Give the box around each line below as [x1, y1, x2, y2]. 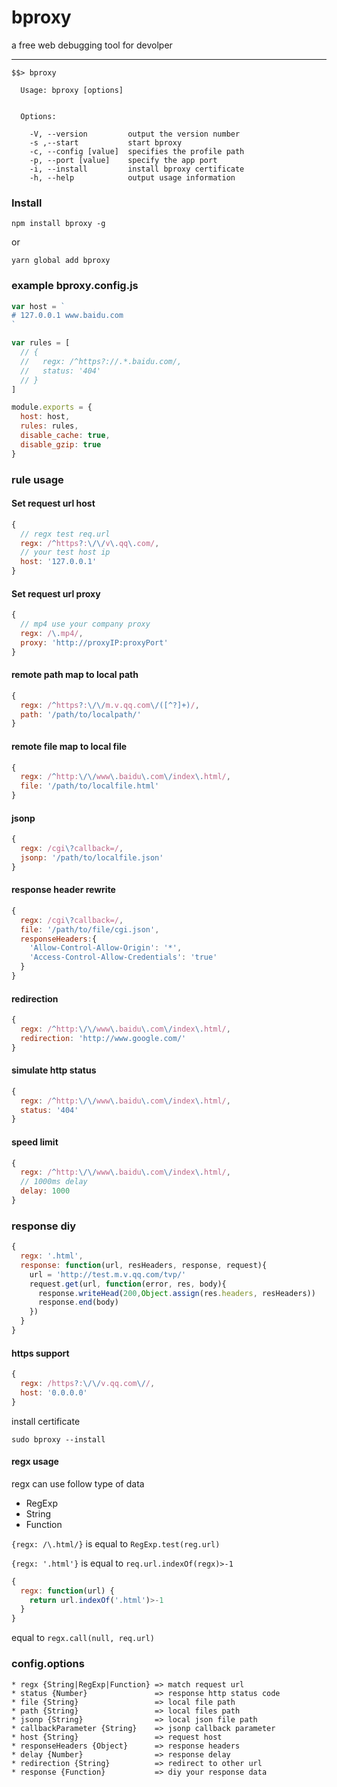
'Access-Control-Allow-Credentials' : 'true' [29, 952, 218, 963]
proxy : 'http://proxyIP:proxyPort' [20, 637, 169, 648]
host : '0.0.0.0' [20, 1387, 88, 1398]
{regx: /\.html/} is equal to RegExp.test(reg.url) [11, 1537, 221, 1550]
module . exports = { [11, 402, 93, 413]
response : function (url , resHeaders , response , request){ [20, 1260, 268, 1270]
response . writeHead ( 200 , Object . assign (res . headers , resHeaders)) [37, 1288, 316, 1298]
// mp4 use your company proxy [20, 619, 151, 630]
